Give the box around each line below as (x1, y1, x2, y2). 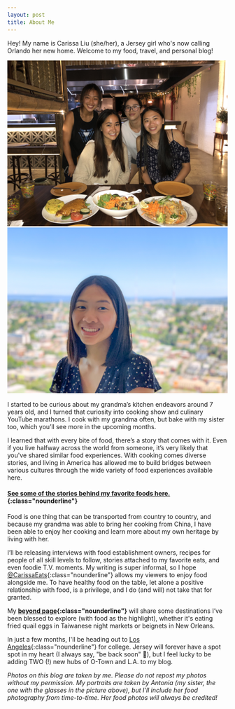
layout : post (7, 11, 45, 18)
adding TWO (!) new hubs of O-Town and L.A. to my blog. (7, 657, 173, 666)
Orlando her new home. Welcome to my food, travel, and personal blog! (7, 46, 213, 55)
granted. (7, 593, 32, 601)
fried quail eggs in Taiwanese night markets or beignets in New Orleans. (7, 621, 215, 630)
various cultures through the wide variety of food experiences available (7, 466, 213, 474)
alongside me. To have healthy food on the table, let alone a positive (7, 578, 204, 586)
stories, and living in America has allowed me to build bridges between (7, 458, 211, 466)
